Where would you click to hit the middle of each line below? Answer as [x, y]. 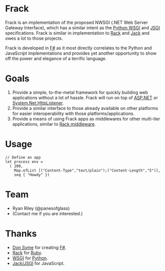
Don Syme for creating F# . [39, 247]
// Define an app [23, 157]
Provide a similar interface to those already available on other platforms [85, 108]
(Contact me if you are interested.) [48, 213]
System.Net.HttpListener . [38, 103]
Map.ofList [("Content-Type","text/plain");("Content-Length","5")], [87, 170]
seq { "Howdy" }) [32, 175]
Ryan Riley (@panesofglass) [41, 208]
